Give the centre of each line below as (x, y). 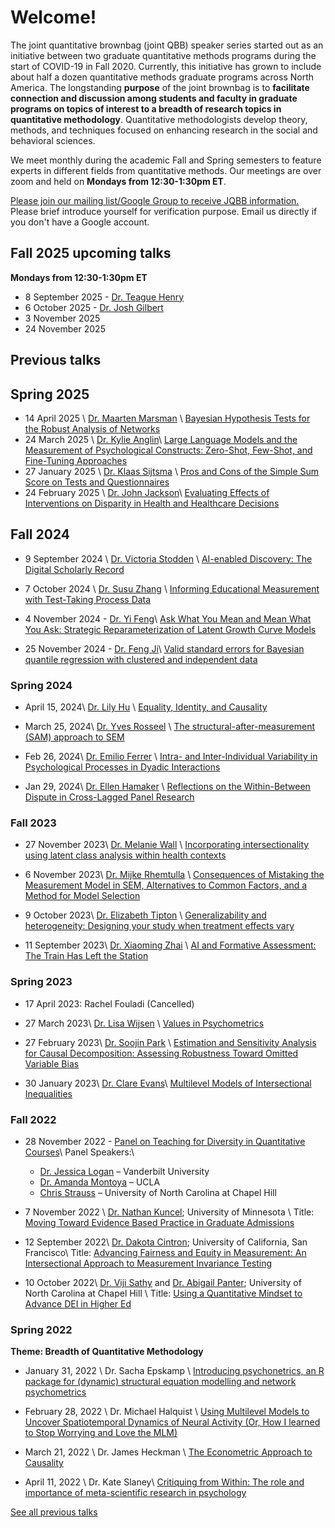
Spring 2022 (41, 1329)
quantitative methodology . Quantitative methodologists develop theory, (159, 119)
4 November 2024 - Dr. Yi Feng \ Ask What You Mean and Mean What (168, 618)
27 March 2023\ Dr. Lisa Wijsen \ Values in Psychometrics (144, 1023)
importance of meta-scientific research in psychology (135, 1493)
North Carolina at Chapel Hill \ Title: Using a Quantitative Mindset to (163, 1293)
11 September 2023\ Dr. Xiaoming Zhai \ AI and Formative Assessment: (170, 945)
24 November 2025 (65, 328)
